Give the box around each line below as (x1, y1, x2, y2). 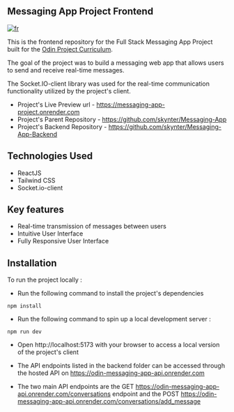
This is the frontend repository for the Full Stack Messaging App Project (7, 38, 213, 46)
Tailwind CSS (17, 176, 56, 184)
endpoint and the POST (112, 390, 180, 398)
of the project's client (17, 348, 79, 356)
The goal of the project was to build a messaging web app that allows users (7, 59, 224, 67)
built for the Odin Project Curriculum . (7, 45, 114, 53)
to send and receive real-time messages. (7, 66, 125, 74)
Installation (7, 257, 57, 269)
